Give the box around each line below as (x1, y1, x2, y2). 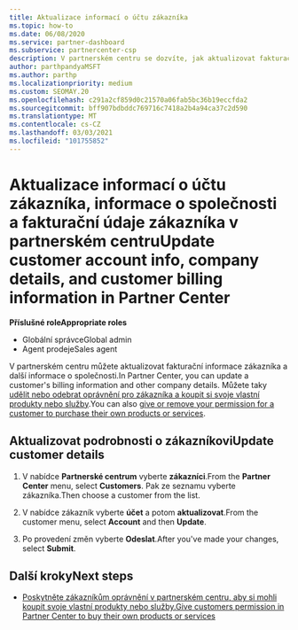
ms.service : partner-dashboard (9, 37, 125, 47)
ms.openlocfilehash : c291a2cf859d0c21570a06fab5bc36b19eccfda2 (9, 95, 248, 105)
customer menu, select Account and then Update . (21, 516, 207, 527)
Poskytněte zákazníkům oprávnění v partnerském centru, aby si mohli (21, 592, 278, 603)
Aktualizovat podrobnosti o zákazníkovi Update (9, 433, 274, 448)
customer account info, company (9, 250, 260, 270)
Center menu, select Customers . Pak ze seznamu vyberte (21, 480, 237, 491)
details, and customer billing (9, 268, 223, 289)
